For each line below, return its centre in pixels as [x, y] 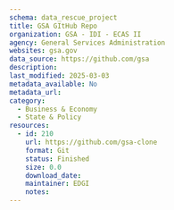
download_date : [54, 175]
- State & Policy [50, 117]
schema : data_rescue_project [63, 17]
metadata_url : [36, 92]
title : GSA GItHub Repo [54, 26]
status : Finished [58, 159]
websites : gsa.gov [43, 51]
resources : [29, 126]
